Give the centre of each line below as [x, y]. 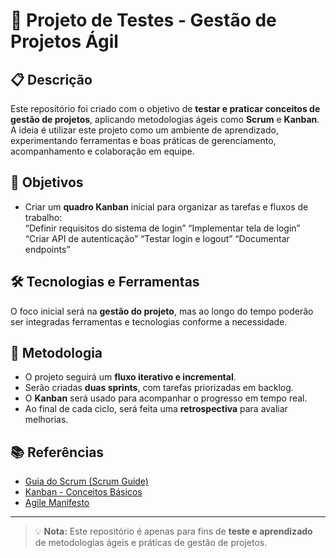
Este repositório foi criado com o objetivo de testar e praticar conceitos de [165, 108]
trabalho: [43, 217]
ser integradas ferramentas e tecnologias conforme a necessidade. [149, 321]
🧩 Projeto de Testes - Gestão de [143, 20]
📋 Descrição [51, 79]
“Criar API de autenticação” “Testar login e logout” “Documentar [157, 238]
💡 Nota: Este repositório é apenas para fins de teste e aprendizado [173, 531]
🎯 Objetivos [47, 182]
